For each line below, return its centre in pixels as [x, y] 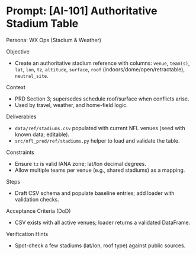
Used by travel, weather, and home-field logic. [71, 105]
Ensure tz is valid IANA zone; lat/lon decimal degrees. [80, 163]
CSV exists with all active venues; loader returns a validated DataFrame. [102, 222]
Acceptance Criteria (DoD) [38, 211]
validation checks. [37, 199]
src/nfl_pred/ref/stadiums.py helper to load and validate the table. [97, 140]
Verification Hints [27, 234]
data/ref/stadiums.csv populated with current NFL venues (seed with [100, 128]
